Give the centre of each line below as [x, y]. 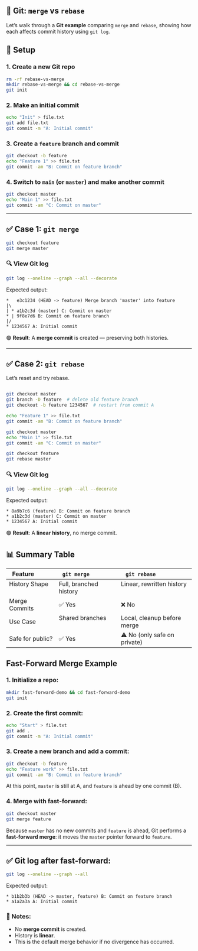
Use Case [23, 622]
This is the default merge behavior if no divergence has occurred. [94, 942]
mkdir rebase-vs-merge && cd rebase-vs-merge [63, 85]
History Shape [29, 584]
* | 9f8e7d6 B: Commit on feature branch [58, 316]
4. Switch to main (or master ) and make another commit [85, 182]
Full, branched [78, 584]
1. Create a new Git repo [41, 67]
